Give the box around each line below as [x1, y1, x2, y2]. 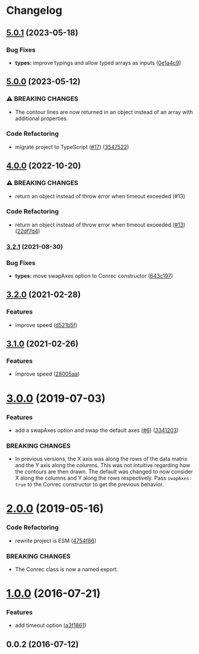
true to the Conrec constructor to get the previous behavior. [14, 481, 164, 488]
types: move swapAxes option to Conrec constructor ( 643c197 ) [14, 272, 173, 280]
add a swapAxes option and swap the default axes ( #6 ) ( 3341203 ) [14, 426, 179, 433]
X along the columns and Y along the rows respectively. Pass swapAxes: [14, 474, 192, 481]
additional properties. [14, 115, 68, 122]
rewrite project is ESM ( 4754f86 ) [14, 537, 97, 544]
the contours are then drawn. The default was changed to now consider [14, 468, 194, 475]
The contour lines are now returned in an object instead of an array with [14, 108, 194, 115]
